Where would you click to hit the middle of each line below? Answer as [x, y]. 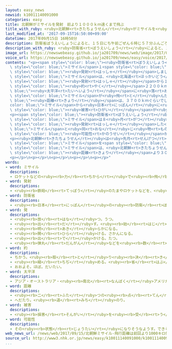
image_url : [17, 53]
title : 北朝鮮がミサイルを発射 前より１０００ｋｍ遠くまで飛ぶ [65, 24]
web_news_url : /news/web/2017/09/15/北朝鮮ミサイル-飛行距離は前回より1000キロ [85, 334]
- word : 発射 [18, 181]
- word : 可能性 [20, 319]
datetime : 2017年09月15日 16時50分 [41, 39]
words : [12, 162]
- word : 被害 [18, 305]
